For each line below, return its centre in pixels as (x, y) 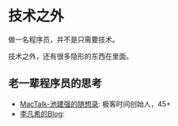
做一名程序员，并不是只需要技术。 (64, 39)
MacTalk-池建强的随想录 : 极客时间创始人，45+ (95, 104)
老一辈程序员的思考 (55, 83)
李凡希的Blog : (42, 113)
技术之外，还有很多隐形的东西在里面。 (70, 56)
